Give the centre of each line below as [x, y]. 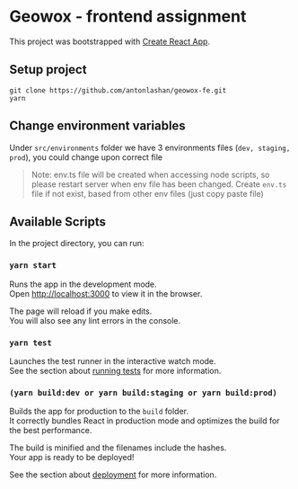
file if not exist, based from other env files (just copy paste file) [148, 193]
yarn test [31, 342]
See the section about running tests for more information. [115, 370]
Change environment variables [97, 126]
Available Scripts [57, 222]
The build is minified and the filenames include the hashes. [118, 448]
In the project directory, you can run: [77, 244]
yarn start [33, 266]
